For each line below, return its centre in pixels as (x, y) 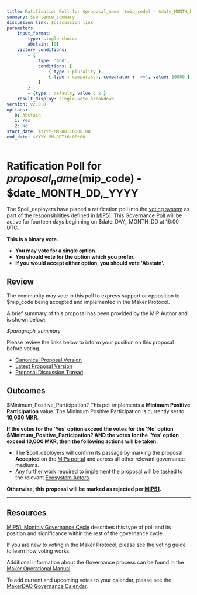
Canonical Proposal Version (49, 360)
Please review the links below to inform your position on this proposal (90, 342)
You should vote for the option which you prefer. (75, 257)
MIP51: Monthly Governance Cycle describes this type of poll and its (89, 527)
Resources (27, 513)
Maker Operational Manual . (39, 568)
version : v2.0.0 (26, 104)
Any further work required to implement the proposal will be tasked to (99, 471)
